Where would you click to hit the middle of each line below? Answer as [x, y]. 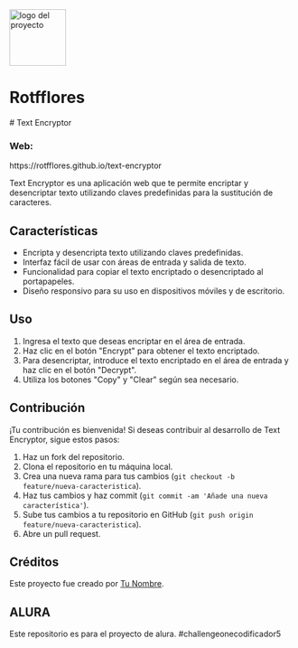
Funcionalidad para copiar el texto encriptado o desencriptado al [143, 272]
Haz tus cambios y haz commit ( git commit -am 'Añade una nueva [145, 495]
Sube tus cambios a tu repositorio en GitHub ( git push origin [138, 514]
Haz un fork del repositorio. [73, 456]
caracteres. [31, 202]
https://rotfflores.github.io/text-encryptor [86, 165]
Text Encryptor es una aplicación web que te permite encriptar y [129, 183]
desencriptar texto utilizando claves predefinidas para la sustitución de [141, 193]
